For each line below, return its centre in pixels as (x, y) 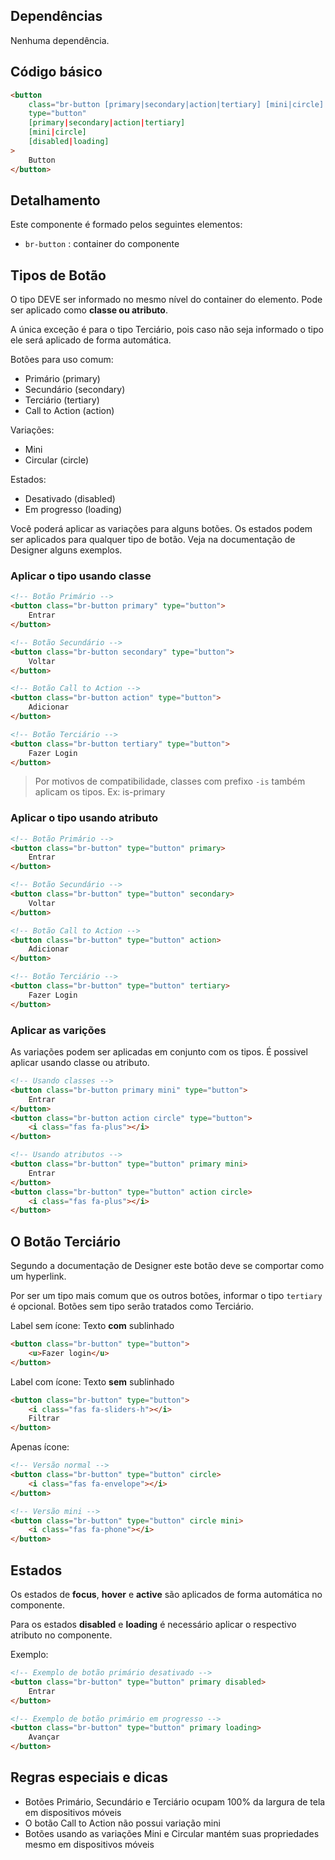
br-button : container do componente (102, 244)
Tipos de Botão (58, 275)
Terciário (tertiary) (62, 400)
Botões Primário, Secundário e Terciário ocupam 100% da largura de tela (175, 1801)
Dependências (56, 16)
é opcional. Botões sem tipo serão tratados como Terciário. (132, 1306)
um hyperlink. (38, 1276)
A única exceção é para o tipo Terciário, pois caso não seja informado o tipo (167, 330)
